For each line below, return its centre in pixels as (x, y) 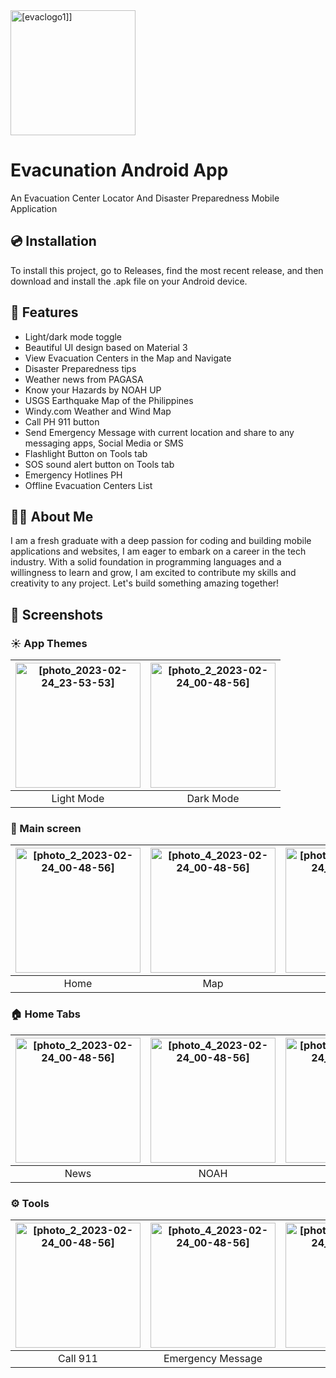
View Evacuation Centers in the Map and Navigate (128, 358)
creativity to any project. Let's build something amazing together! (145, 583)
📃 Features (44, 312)
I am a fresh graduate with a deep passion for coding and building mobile (161, 541)
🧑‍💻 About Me (52, 516)
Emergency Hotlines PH (73, 475)
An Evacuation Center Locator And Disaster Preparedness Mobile (145, 198)
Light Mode (78, 799)
